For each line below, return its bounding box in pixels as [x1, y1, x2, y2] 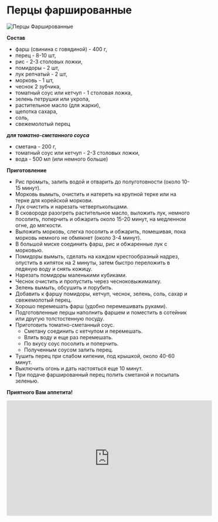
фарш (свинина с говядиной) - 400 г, [15, 45, 108, 53]
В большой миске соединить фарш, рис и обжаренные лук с [15, 240, 168, 247]
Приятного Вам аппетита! [6, 388, 73, 395]
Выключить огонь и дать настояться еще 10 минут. [15, 364, 143, 372]
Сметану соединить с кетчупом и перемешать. [23, 327, 143, 335]
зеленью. [15, 377, 39, 384]
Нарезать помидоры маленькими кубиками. [15, 271, 127, 278]
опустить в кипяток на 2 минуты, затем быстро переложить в [15, 259, 171, 266]
